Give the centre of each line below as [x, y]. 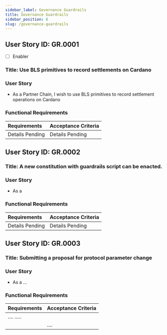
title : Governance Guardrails [37, 15]
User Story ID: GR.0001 [42, 44]
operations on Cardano [36, 100]
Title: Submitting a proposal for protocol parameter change [79, 257]
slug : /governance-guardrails [37, 24]
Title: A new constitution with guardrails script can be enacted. [84, 166]
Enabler [20, 56]
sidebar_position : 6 [27, 19]
